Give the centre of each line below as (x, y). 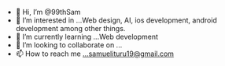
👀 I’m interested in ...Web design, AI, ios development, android (116, 20)
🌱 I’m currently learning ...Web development (87, 36)
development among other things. (70, 28)
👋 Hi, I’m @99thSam (48, 12)
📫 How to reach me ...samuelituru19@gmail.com (95, 54)
